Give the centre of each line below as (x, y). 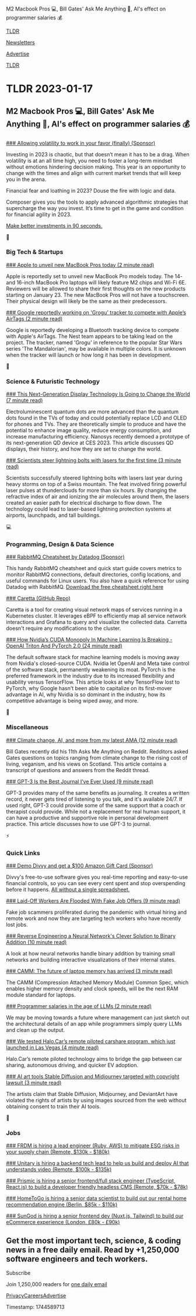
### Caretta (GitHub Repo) (38, 598)
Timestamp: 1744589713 (36, 1307)
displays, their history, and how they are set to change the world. (84, 449)
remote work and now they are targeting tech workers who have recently (94, 918)
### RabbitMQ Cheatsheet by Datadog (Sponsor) (65, 557)
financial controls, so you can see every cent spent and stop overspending (96, 883)
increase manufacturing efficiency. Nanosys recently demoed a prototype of (98, 437)
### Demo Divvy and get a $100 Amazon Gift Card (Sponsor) (80, 865)
